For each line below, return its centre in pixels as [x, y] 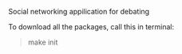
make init [43, 42]
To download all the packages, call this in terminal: [91, 27]
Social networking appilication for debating [79, 12]
